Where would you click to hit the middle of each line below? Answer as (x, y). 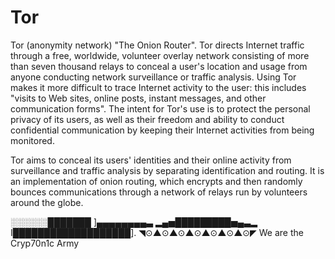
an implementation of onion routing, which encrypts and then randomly (156, 181)
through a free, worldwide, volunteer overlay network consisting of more (160, 55)
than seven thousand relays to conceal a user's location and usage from (159, 66)
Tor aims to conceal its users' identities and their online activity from (151, 160)
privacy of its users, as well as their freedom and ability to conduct (147, 119)
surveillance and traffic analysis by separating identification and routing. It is (167, 170)
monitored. (32, 140)
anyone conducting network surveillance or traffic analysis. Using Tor (153, 77)
